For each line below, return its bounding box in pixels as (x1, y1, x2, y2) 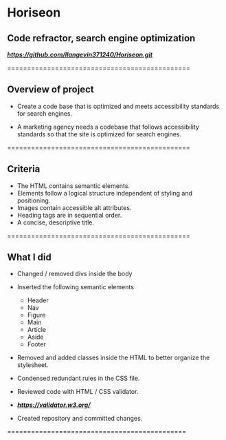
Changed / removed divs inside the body (16, 270, 133, 278)
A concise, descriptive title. (16, 218, 95, 227)
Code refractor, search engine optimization (7, 32, 196, 44)
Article (27, 326, 47, 334)
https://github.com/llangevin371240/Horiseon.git (7, 50, 153, 59)
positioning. (16, 196, 51, 205)
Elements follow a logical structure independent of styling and (16, 189, 193, 197)
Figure (27, 311, 46, 319)
